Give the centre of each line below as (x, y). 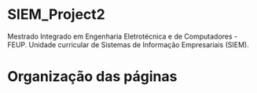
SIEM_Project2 (56, 15)
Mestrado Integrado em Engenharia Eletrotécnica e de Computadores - (123, 36)
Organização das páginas (92, 77)
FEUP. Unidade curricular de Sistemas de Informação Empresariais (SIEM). (128, 44)
